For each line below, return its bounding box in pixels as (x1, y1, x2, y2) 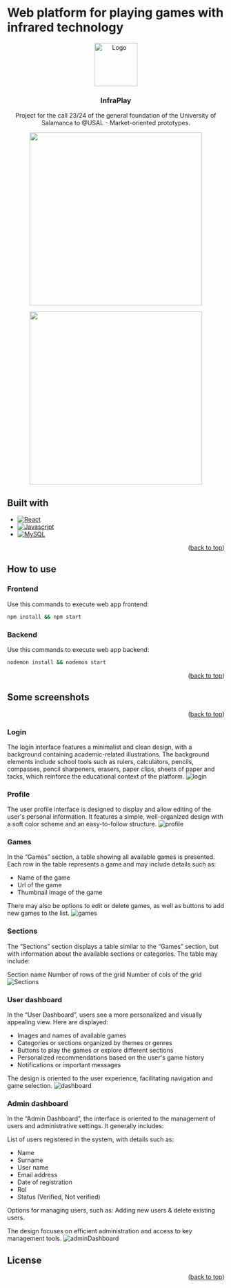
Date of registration (17, 1178, 72, 1186)
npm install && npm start (7, 613, 81, 620)
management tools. (7, 1234, 62, 1243)
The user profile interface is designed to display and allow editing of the (7, 805, 212, 814)
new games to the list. (7, 909, 70, 918)
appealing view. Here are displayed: (7, 1018, 109, 1026)
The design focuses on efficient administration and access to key (7, 1227, 193, 1235)
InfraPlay (100, 96, 132, 105)
